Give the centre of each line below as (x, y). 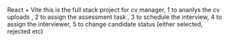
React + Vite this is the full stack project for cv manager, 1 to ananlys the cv (113, 10)
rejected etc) (25, 31)
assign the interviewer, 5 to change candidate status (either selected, (105, 24)
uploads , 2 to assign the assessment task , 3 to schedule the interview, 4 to (115, 17)
